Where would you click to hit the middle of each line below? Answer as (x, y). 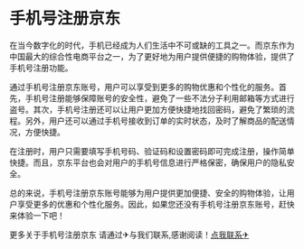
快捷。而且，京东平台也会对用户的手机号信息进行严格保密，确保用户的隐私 (148, 162)
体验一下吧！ (41, 215)
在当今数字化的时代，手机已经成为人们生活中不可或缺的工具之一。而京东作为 (152, 45)
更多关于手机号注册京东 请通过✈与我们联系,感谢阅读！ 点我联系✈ (129, 235)
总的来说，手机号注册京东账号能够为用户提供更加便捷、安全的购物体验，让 (148, 193)
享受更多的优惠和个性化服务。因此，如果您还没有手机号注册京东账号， (147, 204)
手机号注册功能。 (41, 68)
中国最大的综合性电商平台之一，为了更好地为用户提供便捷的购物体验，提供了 (152, 56)
